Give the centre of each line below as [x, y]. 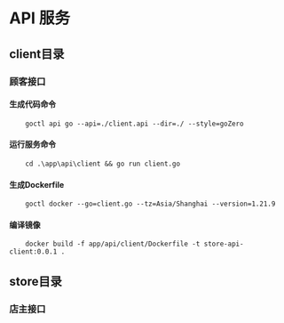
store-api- [224, 244]
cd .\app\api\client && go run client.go [103, 164]
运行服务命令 [32, 144]
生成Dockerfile [37, 184]
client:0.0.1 [33, 252]
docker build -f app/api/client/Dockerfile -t [113, 244]
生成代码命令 [32, 104]
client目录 [37, 54]
